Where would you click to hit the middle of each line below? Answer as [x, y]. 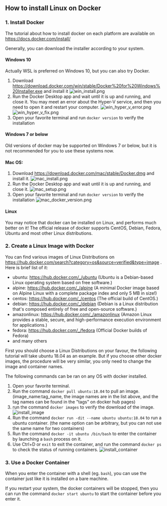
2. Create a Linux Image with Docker [50, 246]
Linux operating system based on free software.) [62, 282]
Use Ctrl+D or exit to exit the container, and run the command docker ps [87, 444]
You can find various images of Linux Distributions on [60, 257]
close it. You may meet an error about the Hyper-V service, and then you [87, 101]
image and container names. [34, 366]
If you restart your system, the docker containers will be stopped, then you [82, 489]
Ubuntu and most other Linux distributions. [49, 233]
